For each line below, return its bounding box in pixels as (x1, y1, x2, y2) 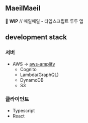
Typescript (12, 107, 35, 113)
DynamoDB (20, 77, 44, 83)
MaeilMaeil (5, 4, 41, 13)
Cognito (20, 66, 37, 72)
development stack (5, 33, 67, 42)
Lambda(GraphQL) (20, 72, 59, 78)
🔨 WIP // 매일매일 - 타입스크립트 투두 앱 (5, 18, 84, 24)
